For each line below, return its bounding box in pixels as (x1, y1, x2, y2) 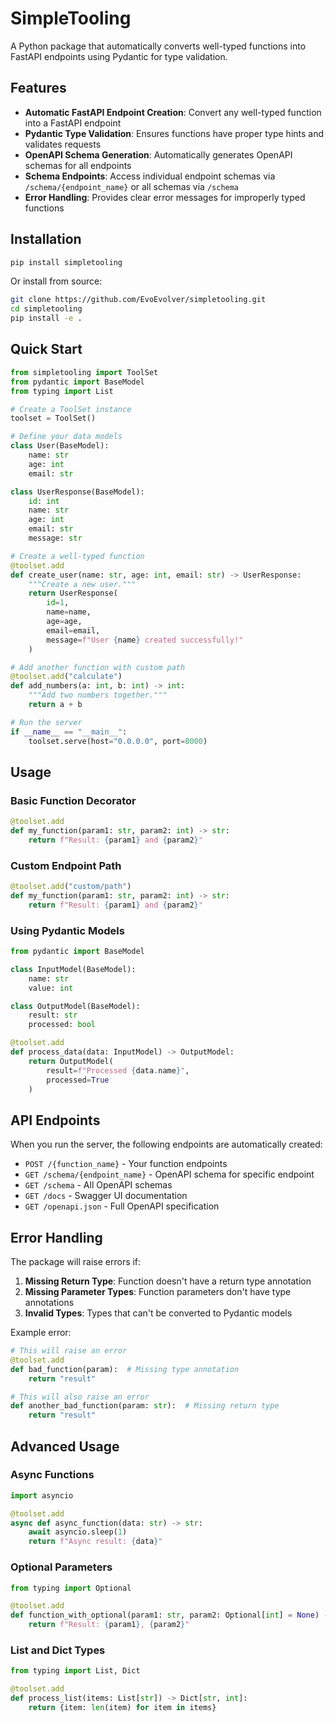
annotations (24, 1297, 75, 1309)
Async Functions (10, 1468, 95, 1482)
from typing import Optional (10, 1583, 132, 1593)
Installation (10, 231, 82, 248)
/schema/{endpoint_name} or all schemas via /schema (24, 180, 240, 192)
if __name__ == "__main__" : (10, 727, 128, 737)
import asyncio (10, 1490, 74, 1501)
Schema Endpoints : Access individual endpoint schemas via (24, 170, 276, 182)
